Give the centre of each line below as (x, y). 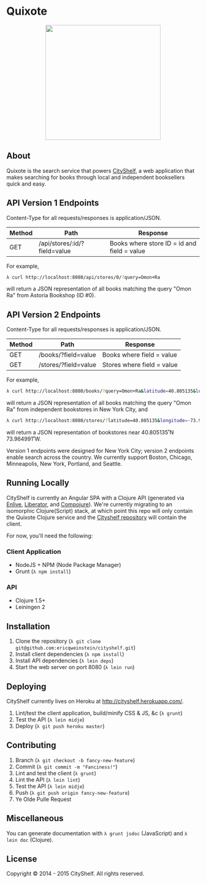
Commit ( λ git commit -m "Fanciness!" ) (66, 767)
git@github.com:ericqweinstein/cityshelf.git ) (75, 648)
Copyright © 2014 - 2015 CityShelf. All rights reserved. (75, 874)
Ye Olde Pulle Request (43, 799)
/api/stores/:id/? (62, 243)
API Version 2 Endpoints (54, 315)
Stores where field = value (140, 365)
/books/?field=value (67, 355)
